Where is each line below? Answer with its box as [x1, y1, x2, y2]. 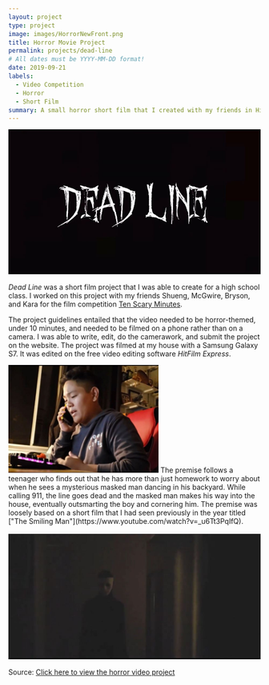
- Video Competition [15, 80, 84, 88]
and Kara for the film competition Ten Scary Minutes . [8, 299, 183, 309]
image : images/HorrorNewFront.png [8, 30, 124, 38]
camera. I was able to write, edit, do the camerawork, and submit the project [8, 331, 260, 341]
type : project [8, 21, 56, 30]
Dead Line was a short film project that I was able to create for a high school [8, 282, 260, 292]
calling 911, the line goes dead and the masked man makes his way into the [8, 491, 255, 501]
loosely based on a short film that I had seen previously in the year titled [8, 508, 247, 517]
